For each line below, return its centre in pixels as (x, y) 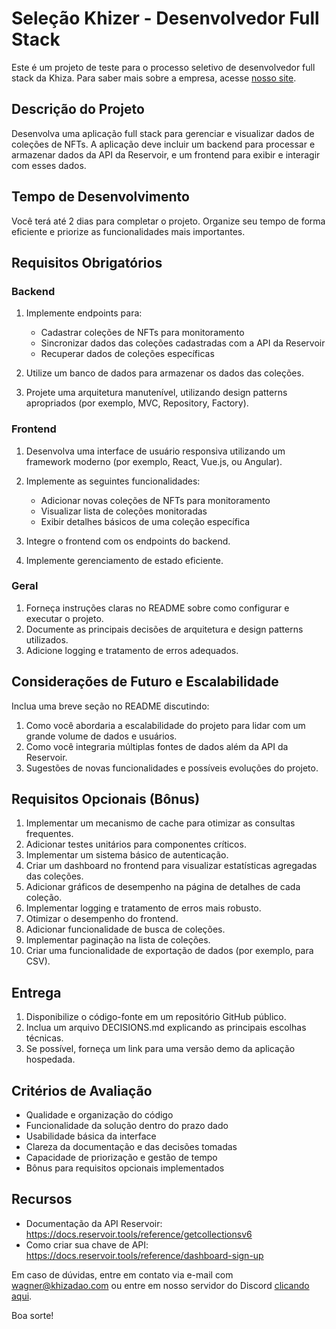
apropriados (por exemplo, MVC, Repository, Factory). (137, 403)
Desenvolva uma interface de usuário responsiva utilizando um (155, 451)
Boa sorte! (32, 1315)
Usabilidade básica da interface (91, 1136)
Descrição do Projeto (78, 109)
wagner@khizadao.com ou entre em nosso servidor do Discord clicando (160, 1285)
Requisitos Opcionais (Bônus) (106, 799)
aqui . (22, 1296)
